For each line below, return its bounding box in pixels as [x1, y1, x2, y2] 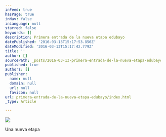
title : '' [5, 48, 26, 53]
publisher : [5, 72, 28, 77]
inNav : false [5, 16, 32, 21]
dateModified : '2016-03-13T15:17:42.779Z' [5, 44, 94, 49]
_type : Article [5, 99, 37, 104]
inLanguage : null [5, 21, 41, 26]
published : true [5, 62, 39, 67]
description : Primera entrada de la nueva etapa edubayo [5, 35, 125, 40]
